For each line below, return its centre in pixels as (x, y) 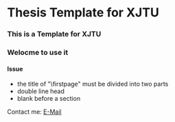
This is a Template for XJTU (54, 34)
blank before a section (49, 99)
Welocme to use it (38, 53)
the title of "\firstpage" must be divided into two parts (93, 84)
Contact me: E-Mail (34, 112)
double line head (41, 91)
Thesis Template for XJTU (83, 13)
